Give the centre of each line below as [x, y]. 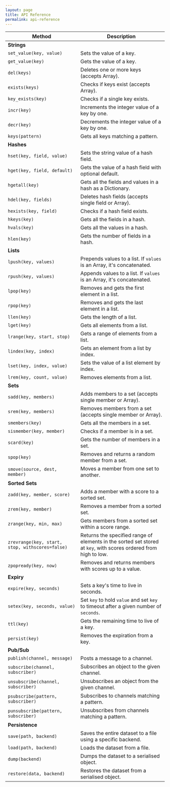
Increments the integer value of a [120, 107]
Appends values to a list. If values [120, 273]
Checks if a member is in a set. [117, 431]
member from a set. [104, 461]
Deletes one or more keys [111, 70]
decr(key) [19, 125]
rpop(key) [19, 306]
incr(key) [19, 110]
